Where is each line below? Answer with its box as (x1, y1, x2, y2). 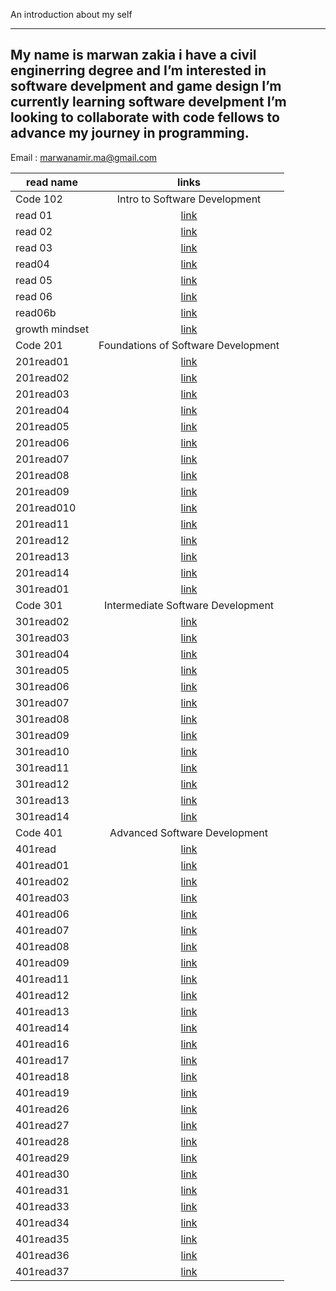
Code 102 (15, 192, 63, 206)
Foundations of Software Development (98, 338, 280, 352)
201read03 (15, 387, 70, 401)
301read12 (15, 777, 70, 791)
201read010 (15, 500, 77, 514)
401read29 (15, 1150, 70, 1164)
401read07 (15, 923, 70, 937)
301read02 (15, 614, 70, 628)
